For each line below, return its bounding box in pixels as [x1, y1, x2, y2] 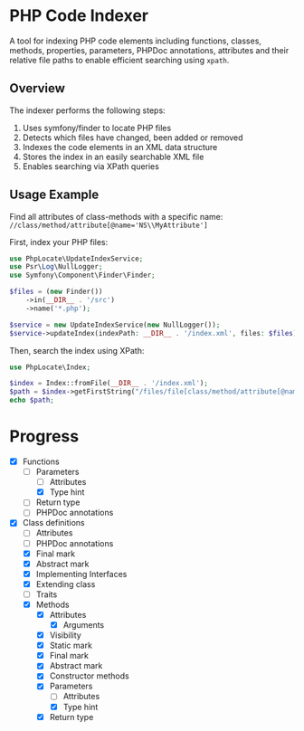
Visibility [49, 630, 81, 641]
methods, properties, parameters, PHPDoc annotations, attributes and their [9, 44, 290, 55]
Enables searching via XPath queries [22, 160, 160, 172]
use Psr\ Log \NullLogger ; [9, 262, 103, 271]
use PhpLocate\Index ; [9, 363, 91, 372]
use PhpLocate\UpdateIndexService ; [9, 254, 144, 263]
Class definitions [22, 517, 85, 528]
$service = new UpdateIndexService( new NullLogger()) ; [9, 320, 221, 329]
